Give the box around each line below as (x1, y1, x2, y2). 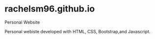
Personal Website (4, 19, 40, 25)
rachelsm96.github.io (4, 3, 95, 14)
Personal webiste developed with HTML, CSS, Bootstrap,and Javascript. (4, 28, 151, 34)
